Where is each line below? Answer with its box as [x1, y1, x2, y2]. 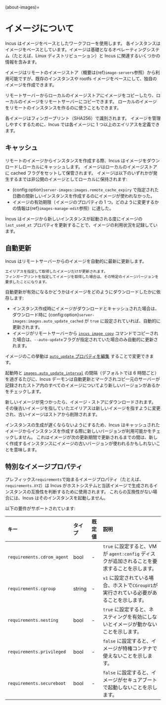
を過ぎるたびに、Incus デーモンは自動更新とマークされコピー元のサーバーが [5, 376, 161, 382]
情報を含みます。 [5, 59, 40, 65]
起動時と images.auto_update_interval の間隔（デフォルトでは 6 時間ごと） [5, 370, 159, 376]
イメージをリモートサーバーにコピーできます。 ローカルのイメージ [22, 99, 157, 104]
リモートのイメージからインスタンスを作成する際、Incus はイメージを [5, 157, 147, 163]
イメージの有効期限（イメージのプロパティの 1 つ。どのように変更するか [12, 199, 159, 205]
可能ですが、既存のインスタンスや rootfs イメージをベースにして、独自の [9, 75, 157, 81]
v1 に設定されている [103, 574, 149, 581]
